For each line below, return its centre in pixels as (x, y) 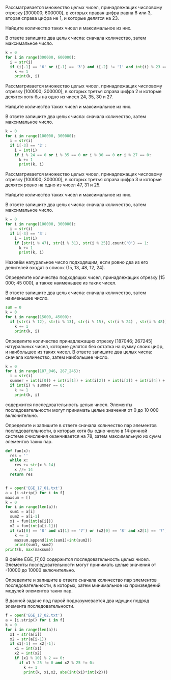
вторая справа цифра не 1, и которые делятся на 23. (62, 18)
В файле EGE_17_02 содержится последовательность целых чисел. (78, 559)
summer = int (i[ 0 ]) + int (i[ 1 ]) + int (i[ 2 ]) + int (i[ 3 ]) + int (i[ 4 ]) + (88, 381)
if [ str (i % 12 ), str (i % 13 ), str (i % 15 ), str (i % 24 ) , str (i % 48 (86, 322)
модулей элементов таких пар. (39, 591)
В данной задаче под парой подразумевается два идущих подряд (77, 601)
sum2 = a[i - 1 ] (25, 517)
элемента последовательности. (40, 606)
